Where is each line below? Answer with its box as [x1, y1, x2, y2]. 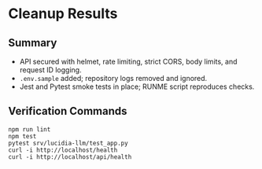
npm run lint [8, 125, 51, 134]
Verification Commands [8, 105, 127, 118]
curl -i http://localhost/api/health [8, 152, 132, 161]
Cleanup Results [8, 5, 118, 23]
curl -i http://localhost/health [8, 146, 118, 154]
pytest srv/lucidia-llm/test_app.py [8, 139, 128, 147]
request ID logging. [19, 65, 82, 75]
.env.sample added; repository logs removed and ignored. [19, 74, 208, 83]
